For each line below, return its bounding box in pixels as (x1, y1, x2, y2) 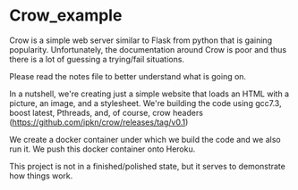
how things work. (9, 170, 73, 181)
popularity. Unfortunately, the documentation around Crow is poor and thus (9, 44, 287, 54)
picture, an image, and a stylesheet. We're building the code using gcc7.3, (9, 97, 282, 108)
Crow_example (9, 5, 123, 26)
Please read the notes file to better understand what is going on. (9, 70, 247, 81)
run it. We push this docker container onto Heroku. (9, 144, 196, 154)
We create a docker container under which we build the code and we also (9, 134, 281, 145)
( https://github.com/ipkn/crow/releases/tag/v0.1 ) (9, 117, 189, 128)
